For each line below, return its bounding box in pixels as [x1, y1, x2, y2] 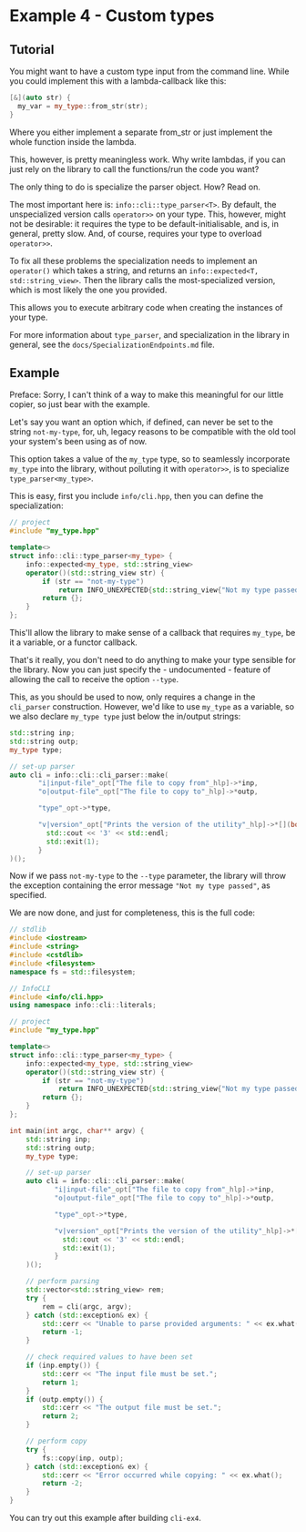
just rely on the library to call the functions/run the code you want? [9, 163, 260, 174]
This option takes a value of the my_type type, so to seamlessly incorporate [9, 454, 291, 465]
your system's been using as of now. [9, 436, 148, 447]
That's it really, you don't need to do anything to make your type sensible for [9, 655, 296, 666]
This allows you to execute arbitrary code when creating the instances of [9, 301, 284, 312]
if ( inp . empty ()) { [25, 1361, 100, 1371]
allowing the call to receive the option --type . [9, 674, 179, 685]
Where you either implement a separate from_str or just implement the [9, 127, 273, 138]
